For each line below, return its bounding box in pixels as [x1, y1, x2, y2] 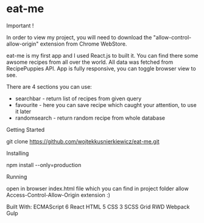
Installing [6, 149, 29, 157]
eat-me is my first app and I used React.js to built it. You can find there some [6, 52, 199, 59]
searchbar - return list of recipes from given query [15, 95, 142, 102]
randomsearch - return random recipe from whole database [15, 114, 166, 122]
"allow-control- [153, 33, 192, 41]
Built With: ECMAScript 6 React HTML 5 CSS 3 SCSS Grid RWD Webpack [6, 203, 190, 210]
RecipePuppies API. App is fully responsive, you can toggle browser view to [6, 64, 196, 72]
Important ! [6, 22, 34, 29]
